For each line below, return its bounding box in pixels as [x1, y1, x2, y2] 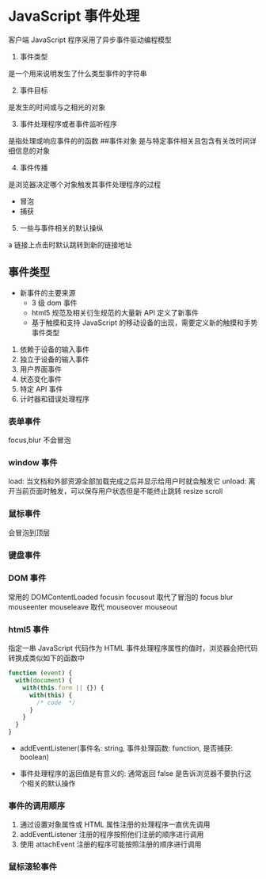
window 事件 [8, 457, 58, 468]
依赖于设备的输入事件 [19, 344, 89, 354]
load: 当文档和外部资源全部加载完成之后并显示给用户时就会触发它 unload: [8, 476, 247, 486]
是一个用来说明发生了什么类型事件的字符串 [8, 68, 147, 78]
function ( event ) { [8, 669, 73, 678]
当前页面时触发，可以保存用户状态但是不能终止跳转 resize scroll [14, 487, 223, 496]
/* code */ [36, 698, 77, 706]
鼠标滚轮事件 [8, 862, 58, 873]
